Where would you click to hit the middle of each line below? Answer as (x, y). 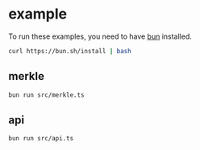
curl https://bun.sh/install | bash (70, 51)
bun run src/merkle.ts (46, 95)
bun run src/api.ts (41, 139)
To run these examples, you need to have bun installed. (100, 36)
